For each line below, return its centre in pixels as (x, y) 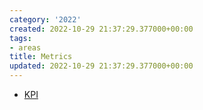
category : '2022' (45, 19)
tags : (20, 38)
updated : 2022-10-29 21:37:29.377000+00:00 (101, 66)
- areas (25, 47)
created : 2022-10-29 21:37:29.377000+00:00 (101, 29)
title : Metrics (41, 57)
